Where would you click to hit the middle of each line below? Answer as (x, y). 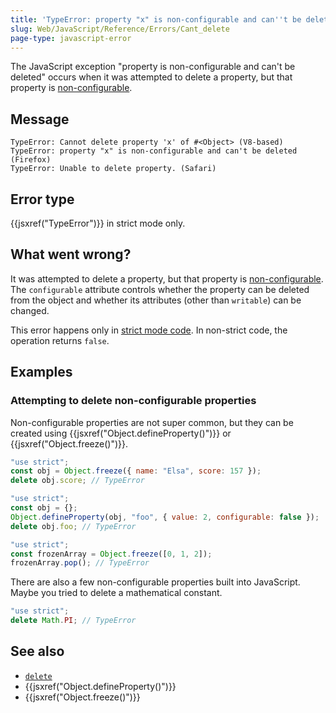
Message (40, 119)
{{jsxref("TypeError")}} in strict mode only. (98, 223)
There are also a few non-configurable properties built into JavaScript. (155, 582)
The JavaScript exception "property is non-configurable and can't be (153, 67)
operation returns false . (60, 340)
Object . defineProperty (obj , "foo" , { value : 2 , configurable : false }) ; (165, 517)
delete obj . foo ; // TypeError (73, 526)
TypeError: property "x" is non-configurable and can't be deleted (154, 151)
